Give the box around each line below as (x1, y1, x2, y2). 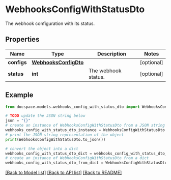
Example (5, 91, 34, 100)
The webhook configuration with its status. (5, 20, 95, 26)
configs (8, 58, 27, 66)
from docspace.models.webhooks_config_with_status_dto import (5, 104, 140, 109)
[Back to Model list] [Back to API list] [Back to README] (5, 169, 122, 176)
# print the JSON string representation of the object (5, 132, 124, 137)
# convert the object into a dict (5, 146, 79, 151)
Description (97, 50, 126, 57)
